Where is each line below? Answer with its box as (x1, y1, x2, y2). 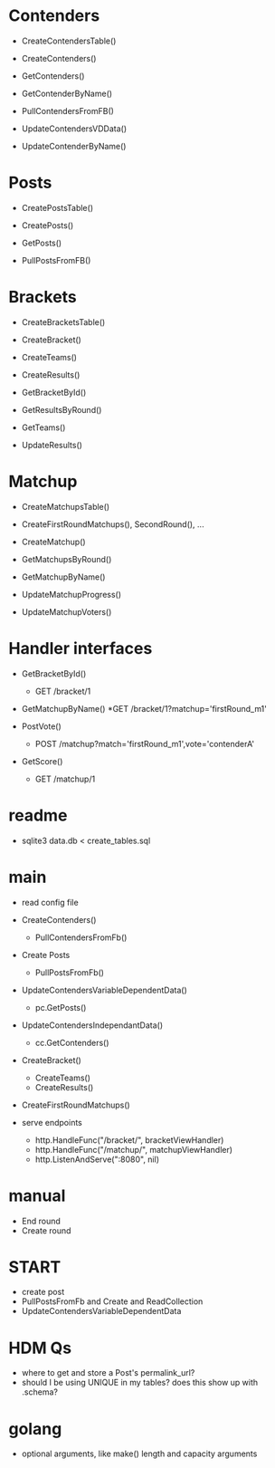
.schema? (21, 1386, 58, 1397)
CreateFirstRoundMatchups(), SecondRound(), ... (21, 518, 204, 530)
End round (21, 1215, 61, 1226)
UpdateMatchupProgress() (21, 589, 122, 600)
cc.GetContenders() (34, 1037, 109, 1048)
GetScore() (21, 755, 63, 766)
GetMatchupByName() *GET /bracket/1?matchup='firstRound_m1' (21, 703, 268, 714)
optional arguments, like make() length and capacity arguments (21, 1448, 258, 1459)
